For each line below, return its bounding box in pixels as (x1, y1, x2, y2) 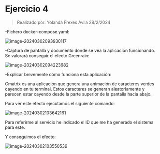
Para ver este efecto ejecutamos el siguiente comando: (5, 100, 115, 106)
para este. (5, 124, 25, 130)
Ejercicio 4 (5, 3, 48, 15)
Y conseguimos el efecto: (5, 134, 56, 139)
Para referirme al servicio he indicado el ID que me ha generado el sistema (5, 119, 154, 125)
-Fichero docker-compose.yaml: (5, 29, 70, 34)
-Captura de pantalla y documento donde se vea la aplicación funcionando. (5, 47, 156, 53)
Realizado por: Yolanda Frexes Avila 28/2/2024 (16, 19, 111, 25)
